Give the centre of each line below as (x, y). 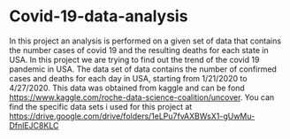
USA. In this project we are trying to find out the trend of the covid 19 (134, 59)
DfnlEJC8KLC (34, 125)
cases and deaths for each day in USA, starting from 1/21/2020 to (128, 78)
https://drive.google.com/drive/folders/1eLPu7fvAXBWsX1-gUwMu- (132, 116)
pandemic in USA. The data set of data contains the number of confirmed (143, 69)
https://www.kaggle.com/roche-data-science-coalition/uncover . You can (142, 97)
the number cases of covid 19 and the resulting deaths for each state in (139, 50)
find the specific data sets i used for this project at (101, 106)
